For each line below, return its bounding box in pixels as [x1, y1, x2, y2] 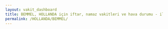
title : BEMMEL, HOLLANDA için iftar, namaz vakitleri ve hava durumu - [5, 12, 157, 17]
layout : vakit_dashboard [5, 7, 57, 12]
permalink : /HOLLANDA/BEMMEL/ [5, 16, 68, 21]
